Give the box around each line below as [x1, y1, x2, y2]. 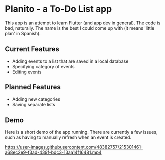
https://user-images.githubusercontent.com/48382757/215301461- [5, 144, 143, 150]
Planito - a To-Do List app [5, 3, 112, 15]
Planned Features [5, 83, 61, 91]
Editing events [12, 69, 42, 75]
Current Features [5, 45, 60, 53]
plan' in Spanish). [5, 30, 41, 36]
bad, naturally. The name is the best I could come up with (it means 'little [5, 25, 155, 31]
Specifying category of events [12, 63, 75, 69]
